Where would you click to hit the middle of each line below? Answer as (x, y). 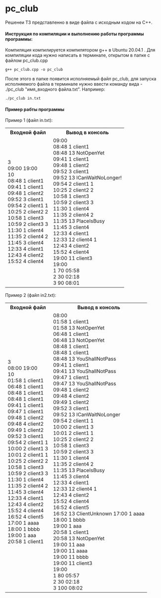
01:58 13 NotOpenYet (79, 328)
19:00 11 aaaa (70, 551)
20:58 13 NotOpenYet (79, 539)
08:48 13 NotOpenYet (79, 153)
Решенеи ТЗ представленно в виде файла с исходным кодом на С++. (79, 22)
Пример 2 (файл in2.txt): (31, 295)
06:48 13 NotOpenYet (79, 340)
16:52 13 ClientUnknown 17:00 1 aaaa (99, 514)
